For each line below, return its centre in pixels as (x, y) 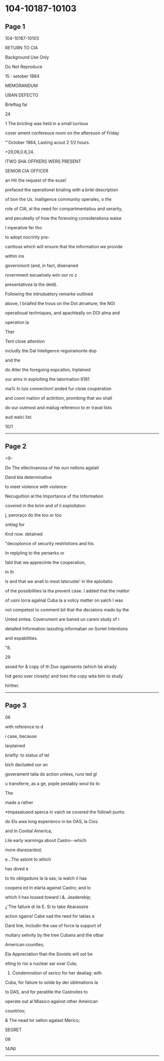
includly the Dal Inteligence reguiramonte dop (51, 351)
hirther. (12, 685)
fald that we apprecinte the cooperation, (45, 562)
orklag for (15, 524)
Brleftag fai (16, 105)
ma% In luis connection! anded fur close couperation (58, 389)
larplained (15, 745)
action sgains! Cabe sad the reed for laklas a (50, 916)
